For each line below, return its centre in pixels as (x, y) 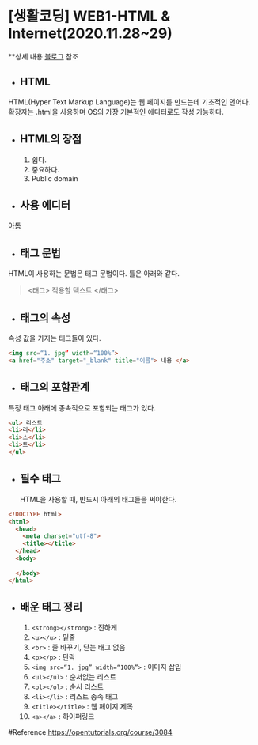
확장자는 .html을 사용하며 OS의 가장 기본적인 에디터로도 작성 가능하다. (116, 112)
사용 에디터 (45, 205)
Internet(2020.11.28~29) (90, 34)
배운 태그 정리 (51, 607)
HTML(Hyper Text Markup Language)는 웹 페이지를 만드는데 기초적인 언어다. (129, 102)
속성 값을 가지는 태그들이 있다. (55, 338)
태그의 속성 (45, 318)
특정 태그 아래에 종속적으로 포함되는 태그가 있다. (82, 407)
